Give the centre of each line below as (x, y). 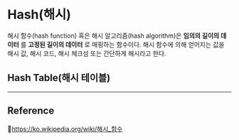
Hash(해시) (39, 15)
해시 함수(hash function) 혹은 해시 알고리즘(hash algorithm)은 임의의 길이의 (113, 36)
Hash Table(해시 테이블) (59, 78)
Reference (31, 111)
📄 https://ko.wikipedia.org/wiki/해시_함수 (65, 129)
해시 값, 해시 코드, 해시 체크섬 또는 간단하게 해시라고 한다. (87, 53)
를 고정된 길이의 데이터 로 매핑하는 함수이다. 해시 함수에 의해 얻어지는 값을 (122, 44)
